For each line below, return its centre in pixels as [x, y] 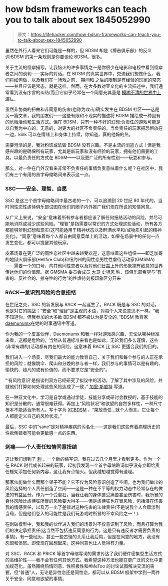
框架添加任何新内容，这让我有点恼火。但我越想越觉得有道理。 [73, 471]
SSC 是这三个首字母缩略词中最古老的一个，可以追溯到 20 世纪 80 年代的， [82, 201]
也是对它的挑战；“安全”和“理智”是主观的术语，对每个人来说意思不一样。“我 [82, 311]
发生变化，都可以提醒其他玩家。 [38, 243]
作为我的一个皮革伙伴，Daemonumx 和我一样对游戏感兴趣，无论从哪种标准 [82, 334]
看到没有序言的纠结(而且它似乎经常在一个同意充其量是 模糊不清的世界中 [83, 92]
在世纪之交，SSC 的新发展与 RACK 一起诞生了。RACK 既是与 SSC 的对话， [82, 304]
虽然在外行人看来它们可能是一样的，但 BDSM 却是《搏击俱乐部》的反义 [78, 50]
